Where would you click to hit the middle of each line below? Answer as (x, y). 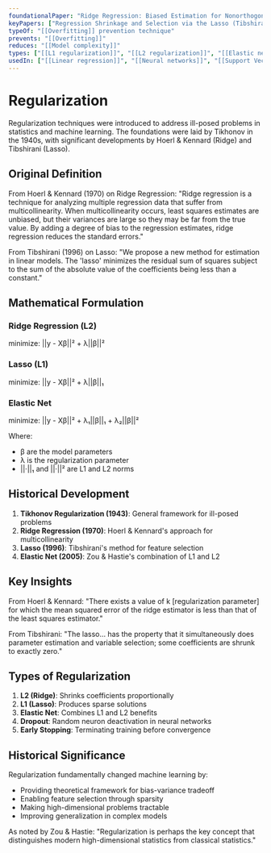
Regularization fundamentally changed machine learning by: (108, 775)
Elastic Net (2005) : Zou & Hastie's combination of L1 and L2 (120, 556)
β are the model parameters (66, 451)
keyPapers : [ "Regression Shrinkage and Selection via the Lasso (119, 23)
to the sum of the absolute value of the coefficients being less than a (122, 269)
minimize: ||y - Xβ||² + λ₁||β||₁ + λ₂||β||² (74, 420)
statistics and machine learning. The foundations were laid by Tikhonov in (131, 131)
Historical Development (69, 494)
